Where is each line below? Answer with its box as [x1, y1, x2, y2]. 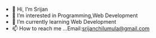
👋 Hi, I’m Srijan [11, 6, 48, 12]
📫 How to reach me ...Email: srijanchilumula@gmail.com [11, 25, 150, 32]
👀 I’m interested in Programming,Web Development [11, 12, 138, 19]
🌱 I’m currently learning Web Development [11, 18, 117, 25]
